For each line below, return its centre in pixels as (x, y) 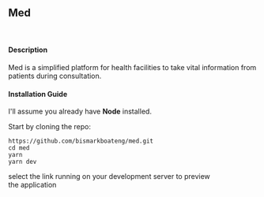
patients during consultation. (55, 76)
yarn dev (23, 162)
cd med (19, 148)
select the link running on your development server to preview (109, 177)
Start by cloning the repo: (50, 127)
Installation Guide (38, 94)
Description (28, 50)
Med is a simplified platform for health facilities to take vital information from (132, 68)
